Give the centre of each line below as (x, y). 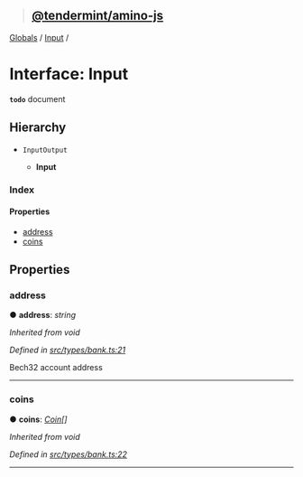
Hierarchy (38, 128)
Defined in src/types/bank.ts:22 (69, 454)
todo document (37, 98)
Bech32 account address (56, 368)
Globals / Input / (39, 37)
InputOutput (45, 150)
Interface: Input (69, 74)
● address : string (43, 315)
